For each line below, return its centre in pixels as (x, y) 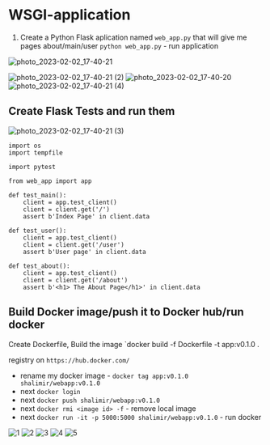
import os (25, 146)
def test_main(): (38, 195)
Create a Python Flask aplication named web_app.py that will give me (133, 37)
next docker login (50, 391)
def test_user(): (38, 231)
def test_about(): (39, 266)
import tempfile (36, 153)
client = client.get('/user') (74, 244)
